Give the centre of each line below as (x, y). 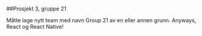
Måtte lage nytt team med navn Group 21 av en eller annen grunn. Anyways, (101, 20)
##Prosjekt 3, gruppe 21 (37, 9)
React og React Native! (35, 27)
